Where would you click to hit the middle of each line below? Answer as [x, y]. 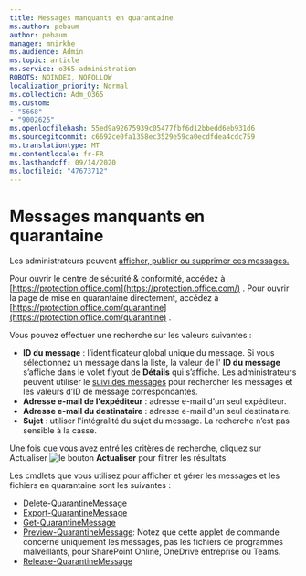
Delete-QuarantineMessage [75, 503]
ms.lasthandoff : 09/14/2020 [63, 162]
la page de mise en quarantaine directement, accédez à [114, 298]
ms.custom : [30, 103]
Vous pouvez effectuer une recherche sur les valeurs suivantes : [131, 336]
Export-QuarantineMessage [75, 513]
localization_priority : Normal [69, 86]
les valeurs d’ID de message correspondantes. [110, 392]
